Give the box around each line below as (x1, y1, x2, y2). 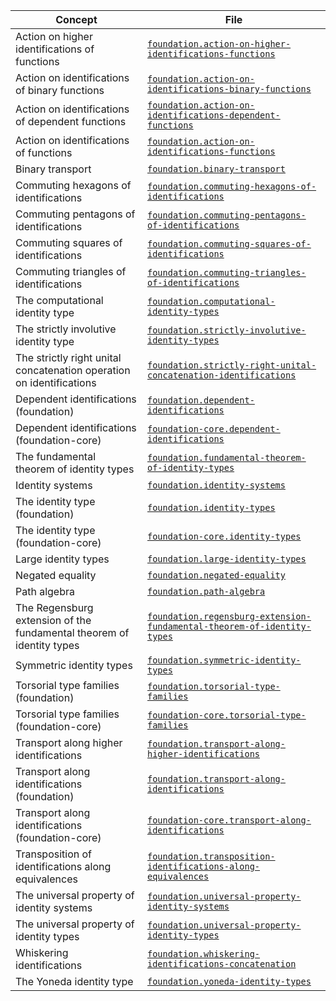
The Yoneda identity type (15, 975, 134, 988)
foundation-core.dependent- (146, 424, 281, 434)
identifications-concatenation (146, 959, 297, 969)
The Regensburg (15, 601, 94, 614)
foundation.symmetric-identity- (146, 655, 302, 666)
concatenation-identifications (146, 370, 297, 381)
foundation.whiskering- (146, 949, 261, 959)
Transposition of (15, 847, 93, 861)
